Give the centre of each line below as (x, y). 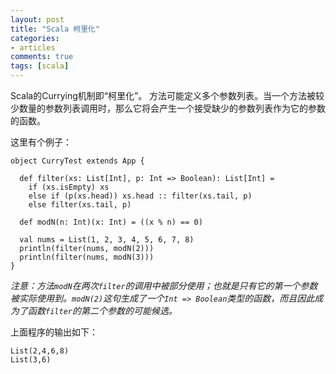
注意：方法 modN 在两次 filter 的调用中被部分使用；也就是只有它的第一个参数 (164, 285)
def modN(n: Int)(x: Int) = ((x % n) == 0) (111, 222)
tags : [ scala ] (40, 66)
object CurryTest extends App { (77, 161)
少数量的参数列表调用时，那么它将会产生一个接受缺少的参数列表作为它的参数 (168, 108)
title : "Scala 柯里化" (55, 29)
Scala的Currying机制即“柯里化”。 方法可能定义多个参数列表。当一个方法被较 (167, 95)
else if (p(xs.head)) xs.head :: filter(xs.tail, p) (140, 196)
